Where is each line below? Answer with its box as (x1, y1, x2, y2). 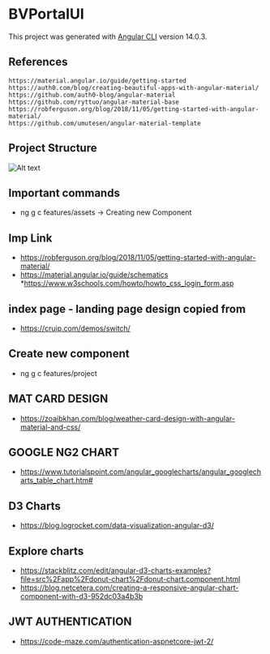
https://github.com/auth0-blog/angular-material (8, 91, 176, 99)
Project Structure (8, 141, 97, 155)
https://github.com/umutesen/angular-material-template (8, 119, 201, 127)
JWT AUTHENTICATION (8, 615, 132, 629)
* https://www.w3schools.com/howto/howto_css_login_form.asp (19, 279, 234, 289)
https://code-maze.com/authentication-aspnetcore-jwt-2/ (19, 636, 214, 646)
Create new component (8, 347, 130, 361)
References (8, 55, 68, 69)
